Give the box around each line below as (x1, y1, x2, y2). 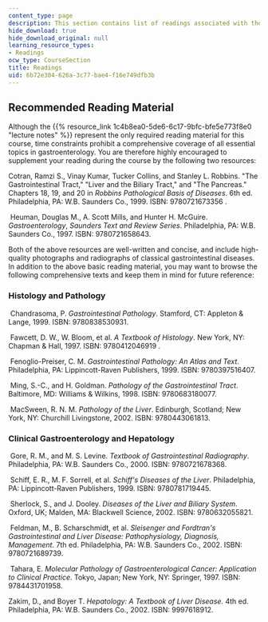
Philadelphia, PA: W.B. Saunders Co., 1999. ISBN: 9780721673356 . (8, 197, 227, 206)
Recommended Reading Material (8, 101, 174, 114)
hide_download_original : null (8, 34, 109, 42)
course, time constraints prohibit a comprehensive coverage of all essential (8, 139, 255, 149)
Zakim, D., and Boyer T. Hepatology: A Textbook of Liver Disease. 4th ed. (8, 596, 249, 606)
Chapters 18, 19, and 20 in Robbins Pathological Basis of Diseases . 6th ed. (8, 189, 253, 198)
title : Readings (8, 64, 62, 72)
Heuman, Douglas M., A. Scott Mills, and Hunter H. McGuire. (10, 213, 208, 222)
